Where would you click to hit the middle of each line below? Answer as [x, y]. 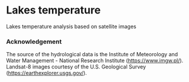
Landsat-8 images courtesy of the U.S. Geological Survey [76, 67]
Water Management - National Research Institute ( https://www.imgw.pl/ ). [95, 61]
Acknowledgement [34, 42]
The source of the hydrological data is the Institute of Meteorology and [92, 54]
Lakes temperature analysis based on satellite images [71, 26]
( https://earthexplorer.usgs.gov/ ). [47, 73]
